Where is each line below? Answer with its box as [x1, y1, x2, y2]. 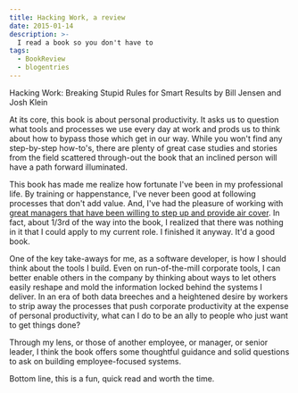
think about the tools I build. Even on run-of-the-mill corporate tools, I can [9, 263, 281, 273]
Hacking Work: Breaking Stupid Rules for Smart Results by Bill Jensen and [9, 87, 282, 98]
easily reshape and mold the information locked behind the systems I [9, 281, 263, 292]
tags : [9, 46, 29, 55]
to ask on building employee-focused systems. [9, 355, 181, 366]
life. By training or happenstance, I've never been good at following [9, 188, 256, 199]
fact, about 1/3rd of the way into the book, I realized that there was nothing [9, 216, 284, 228]
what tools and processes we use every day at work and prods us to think [9, 123, 281, 134]
